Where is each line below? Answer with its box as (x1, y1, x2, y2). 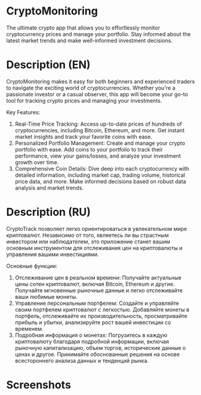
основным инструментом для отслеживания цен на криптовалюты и (6, 244, 183, 251)
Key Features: (6, 108, 40, 115)
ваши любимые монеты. (14, 293, 78, 300)
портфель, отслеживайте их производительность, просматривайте (14, 312, 188, 319)
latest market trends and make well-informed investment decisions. (6, 37, 173, 44)
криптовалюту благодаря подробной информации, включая (14, 338, 169, 345)
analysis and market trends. (14, 184, 84, 191)
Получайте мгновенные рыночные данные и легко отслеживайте (14, 287, 183, 294)
